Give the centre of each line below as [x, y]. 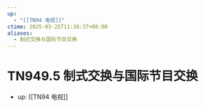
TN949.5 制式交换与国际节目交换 [102, 76]
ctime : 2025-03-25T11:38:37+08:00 [58, 26]
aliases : [20, 33]
